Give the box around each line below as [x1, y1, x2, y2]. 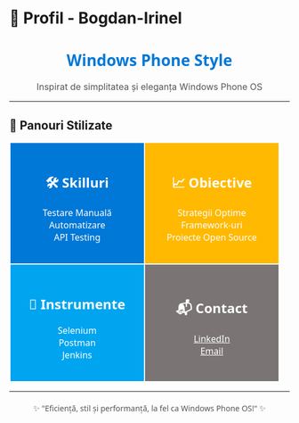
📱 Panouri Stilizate [9, 118, 113, 133]
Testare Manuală [42, 206, 113, 220]
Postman [58, 336, 96, 349]
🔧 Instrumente [28, 294, 126, 314]
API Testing [53, 231, 101, 245]
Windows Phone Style [66, 49, 233, 71]
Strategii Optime [177, 206, 246, 220]
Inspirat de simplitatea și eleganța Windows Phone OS [36, 80, 263, 93]
